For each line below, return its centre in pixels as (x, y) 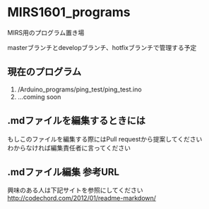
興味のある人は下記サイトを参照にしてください (75, 190)
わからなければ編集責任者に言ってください (69, 148)
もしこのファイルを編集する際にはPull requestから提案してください (105, 139)
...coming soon (39, 96)
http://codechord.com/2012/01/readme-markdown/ (82, 198)
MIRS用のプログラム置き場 (46, 32)
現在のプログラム (44, 72)
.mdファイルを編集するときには (77, 121)
